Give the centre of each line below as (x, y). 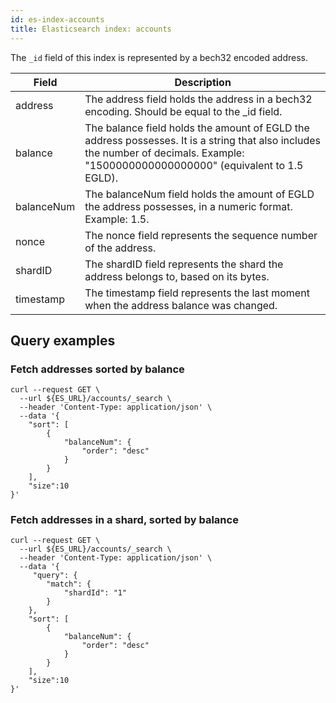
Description (203, 82)
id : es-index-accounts (57, 19)
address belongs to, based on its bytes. (177, 276)
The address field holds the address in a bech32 (198, 99)
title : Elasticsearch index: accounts (91, 29)
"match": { (69, 584)
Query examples (63, 340)
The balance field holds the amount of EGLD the (197, 128)
